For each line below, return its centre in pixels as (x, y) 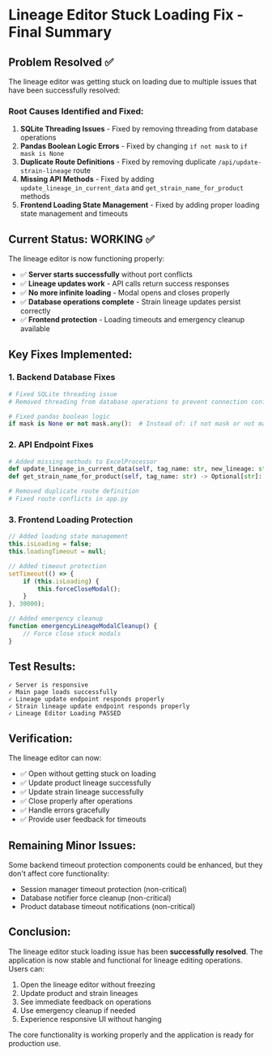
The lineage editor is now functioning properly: (87, 259)
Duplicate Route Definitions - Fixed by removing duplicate (118, 162)
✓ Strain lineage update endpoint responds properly (99, 707)
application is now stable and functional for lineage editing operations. (125, 960)
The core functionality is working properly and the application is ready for (131, 1034)
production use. (35, 1043)
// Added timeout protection (57, 566)
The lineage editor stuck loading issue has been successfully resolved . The (136, 951)
